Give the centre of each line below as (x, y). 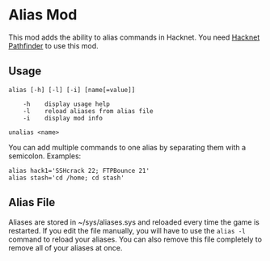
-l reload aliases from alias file (88, 111)
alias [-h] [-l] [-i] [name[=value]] (72, 90)
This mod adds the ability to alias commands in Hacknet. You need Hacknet (134, 37)
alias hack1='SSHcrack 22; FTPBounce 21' (79, 170)
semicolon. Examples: (45, 156)
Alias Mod (43, 15)
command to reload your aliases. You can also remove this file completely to (135, 239)
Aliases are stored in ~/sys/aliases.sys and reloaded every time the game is (134, 222)
